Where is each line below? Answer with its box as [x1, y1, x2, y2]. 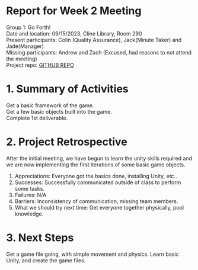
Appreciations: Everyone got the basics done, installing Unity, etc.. [14, 172, 177, 179]
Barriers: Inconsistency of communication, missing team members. [14, 197, 178, 205]
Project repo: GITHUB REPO [6, 61, 74, 69]
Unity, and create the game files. [6, 256, 86, 264]
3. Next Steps [6, 231, 74, 244]
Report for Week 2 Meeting [6, 4, 142, 18]
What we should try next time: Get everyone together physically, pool [14, 204, 184, 211]
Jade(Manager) [6, 43, 44, 50]
